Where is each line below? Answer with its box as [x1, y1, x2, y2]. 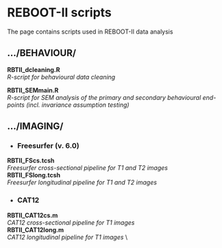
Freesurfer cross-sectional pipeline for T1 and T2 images [7, 164, 168, 172]
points [7, 101, 25, 109]
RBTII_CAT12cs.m [7, 211, 58, 219]
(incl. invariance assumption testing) [26, 101, 129, 109]
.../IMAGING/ [7, 121, 64, 132]
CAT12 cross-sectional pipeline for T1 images [7, 218, 135, 227]
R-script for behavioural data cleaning [7, 73, 116, 81]
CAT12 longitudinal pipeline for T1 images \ [7, 233, 128, 241]
